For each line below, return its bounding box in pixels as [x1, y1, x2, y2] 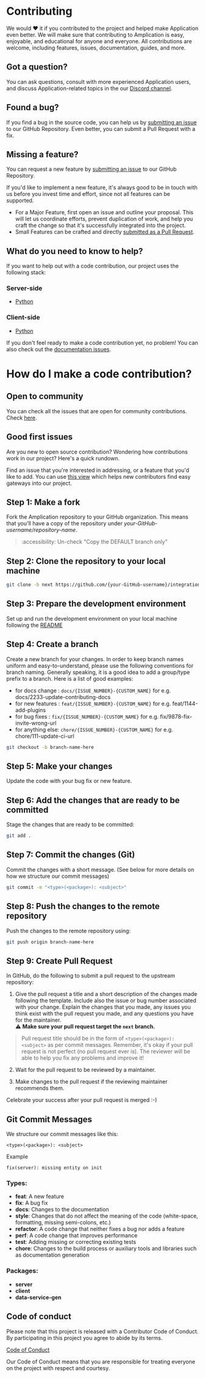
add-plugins [15, 706, 46, 714]
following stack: [6, 269, 46, 276]
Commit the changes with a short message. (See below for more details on [6, 866, 194, 873]
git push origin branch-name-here [6, 938, 95, 945]
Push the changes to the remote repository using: [6, 927, 131, 934]
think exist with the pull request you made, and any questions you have [15, 1010, 194, 1017]
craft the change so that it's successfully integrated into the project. [15, 222, 186, 229]
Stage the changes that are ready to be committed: [6, 821, 135, 828]
